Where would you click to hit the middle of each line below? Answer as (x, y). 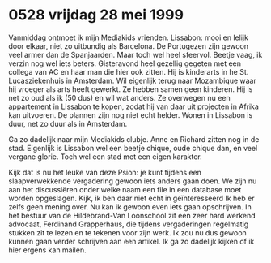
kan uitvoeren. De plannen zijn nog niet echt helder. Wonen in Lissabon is (131, 114)
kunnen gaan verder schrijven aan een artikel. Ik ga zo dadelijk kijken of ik (131, 241)
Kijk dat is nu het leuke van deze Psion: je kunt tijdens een (105, 172)
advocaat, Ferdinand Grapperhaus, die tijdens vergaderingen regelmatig (129, 224)
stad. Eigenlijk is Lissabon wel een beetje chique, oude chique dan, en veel (133, 148)
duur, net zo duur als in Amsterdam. (68, 123)
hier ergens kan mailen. (47, 250)
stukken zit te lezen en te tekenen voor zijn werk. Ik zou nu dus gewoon (127, 232)
